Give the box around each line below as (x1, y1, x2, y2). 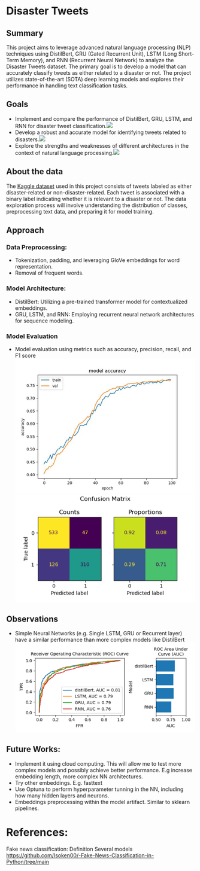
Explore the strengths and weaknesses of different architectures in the (14, 142, 189, 149)
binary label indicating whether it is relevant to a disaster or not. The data (6, 195, 187, 202)
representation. (14, 263, 53, 270)
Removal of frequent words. (14, 269, 84, 276)
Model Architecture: (6, 284, 66, 293)
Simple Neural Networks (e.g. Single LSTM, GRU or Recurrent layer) (14, 629, 183, 636)
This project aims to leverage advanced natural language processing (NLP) (6, 44, 191, 51)
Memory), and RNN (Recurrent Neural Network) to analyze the (20, 57, 174, 63)
